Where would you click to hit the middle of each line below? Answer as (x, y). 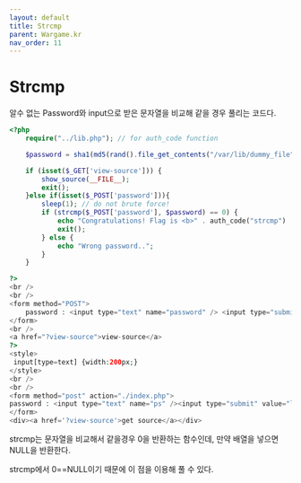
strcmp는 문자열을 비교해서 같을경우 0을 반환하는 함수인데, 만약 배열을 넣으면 (144, 439)
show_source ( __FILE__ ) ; (86, 179)
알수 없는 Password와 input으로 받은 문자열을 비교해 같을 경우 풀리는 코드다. (143, 113)
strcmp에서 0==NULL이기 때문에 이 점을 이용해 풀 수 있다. (112, 470)
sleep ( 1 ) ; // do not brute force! (106, 204)
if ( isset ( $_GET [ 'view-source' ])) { (94, 171)
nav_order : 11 (36, 43)
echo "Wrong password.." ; (105, 246)
